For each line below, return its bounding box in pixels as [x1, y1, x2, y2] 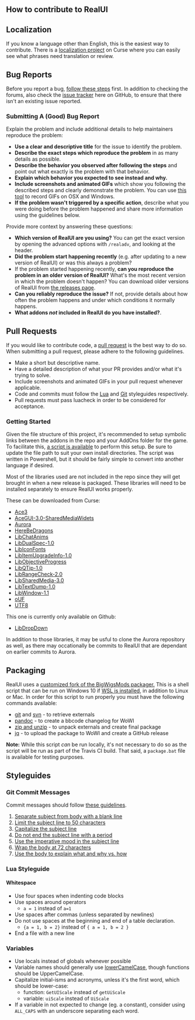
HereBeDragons [14, 527, 54, 534]
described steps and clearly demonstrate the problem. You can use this [14, 187, 187, 194]
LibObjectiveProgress [14, 558, 67, 565]
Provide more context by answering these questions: [6, 223, 133, 230]
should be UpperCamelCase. [14, 970, 85, 977]
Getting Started [6, 417, 51, 426]
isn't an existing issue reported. [6, 98, 82, 105]
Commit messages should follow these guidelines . [6, 801, 127, 808]
